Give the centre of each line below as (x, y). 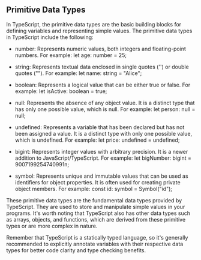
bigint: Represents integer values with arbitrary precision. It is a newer (101, 151)
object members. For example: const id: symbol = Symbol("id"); (94, 189)
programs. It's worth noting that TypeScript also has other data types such (98, 213)
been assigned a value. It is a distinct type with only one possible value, (103, 133)
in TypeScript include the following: (50, 37)
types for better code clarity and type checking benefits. (76, 250)
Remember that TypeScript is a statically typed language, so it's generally (97, 237)
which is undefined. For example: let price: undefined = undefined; (97, 140)
